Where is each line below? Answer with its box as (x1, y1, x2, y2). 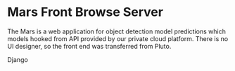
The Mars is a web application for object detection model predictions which (7, 27, 227, 35)
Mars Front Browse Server (7, 4, 164, 20)
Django (7, 55, 28, 63)
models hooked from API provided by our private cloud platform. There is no (7, 34, 229, 42)
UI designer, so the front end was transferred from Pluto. (7, 42, 172, 50)
